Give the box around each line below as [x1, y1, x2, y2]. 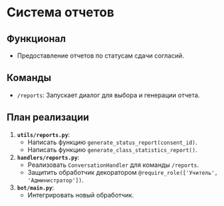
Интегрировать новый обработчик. [27, 190, 134, 199]
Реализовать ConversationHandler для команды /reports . [27, 161, 199, 169]
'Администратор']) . [27, 175, 84, 184]
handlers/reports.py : [16, 153, 79, 161]
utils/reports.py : [16, 130, 70, 139]
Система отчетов [6, 4, 115, 21]
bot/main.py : [16, 183, 55, 192]
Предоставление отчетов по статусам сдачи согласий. [16, 51, 185, 60]
